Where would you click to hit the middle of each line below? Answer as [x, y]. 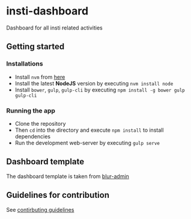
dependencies [33, 136]
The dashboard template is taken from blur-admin [68, 176]
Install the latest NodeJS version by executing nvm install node [94, 83]
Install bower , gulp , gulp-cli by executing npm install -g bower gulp [100, 90]
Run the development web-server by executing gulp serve [87, 143]
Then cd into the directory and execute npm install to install [89, 130]
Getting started [35, 47]
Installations [25, 64]
